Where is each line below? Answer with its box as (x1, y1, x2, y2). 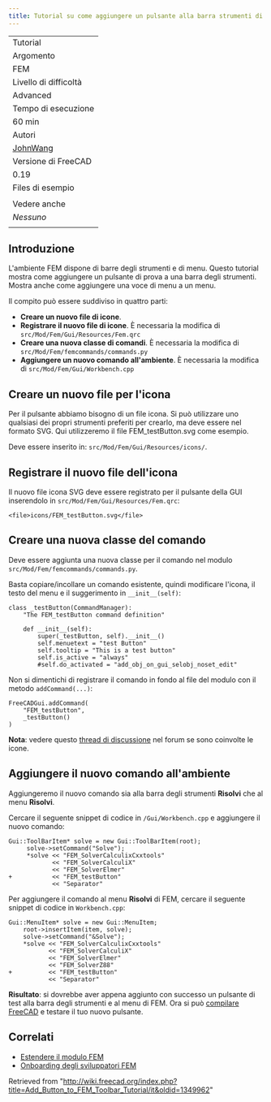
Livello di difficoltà (12, 76, 83, 88)
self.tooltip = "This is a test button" (37, 646, 176, 655)
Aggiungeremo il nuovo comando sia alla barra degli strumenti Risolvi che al (8, 789, 264, 798)
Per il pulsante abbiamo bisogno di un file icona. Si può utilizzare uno (8, 409, 239, 419)
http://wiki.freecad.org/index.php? (62, 1076, 178, 1086)
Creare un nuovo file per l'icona (8, 387, 171, 401)
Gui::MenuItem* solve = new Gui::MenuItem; (8, 918, 158, 927)
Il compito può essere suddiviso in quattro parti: (8, 296, 168, 306)
